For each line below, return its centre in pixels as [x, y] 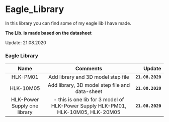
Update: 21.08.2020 [26, 42]
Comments [89, 69]
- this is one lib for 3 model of [89, 100]
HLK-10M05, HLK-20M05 [89, 112]
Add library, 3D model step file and [89, 85]
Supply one [25, 106]
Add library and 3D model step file [89, 77]
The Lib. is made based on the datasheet [49, 33]
